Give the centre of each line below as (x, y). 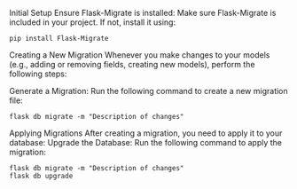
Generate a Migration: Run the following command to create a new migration (148, 91)
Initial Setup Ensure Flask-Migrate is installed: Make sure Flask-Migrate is (143, 13)
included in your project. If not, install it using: (92, 22)
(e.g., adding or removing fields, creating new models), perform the (132, 64)
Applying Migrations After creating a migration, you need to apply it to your (146, 133)
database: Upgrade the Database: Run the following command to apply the (145, 142)
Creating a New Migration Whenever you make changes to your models (140, 55)
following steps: (38, 74)
